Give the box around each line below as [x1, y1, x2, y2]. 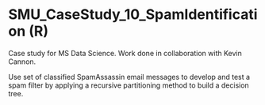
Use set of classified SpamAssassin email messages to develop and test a [8, 72, 251, 81]
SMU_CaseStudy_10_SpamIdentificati [8, 6, 258, 24]
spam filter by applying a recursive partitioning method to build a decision [8, 81, 250, 90]
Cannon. [8, 57, 36, 66]
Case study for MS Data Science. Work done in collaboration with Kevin [8, 48, 242, 58]
